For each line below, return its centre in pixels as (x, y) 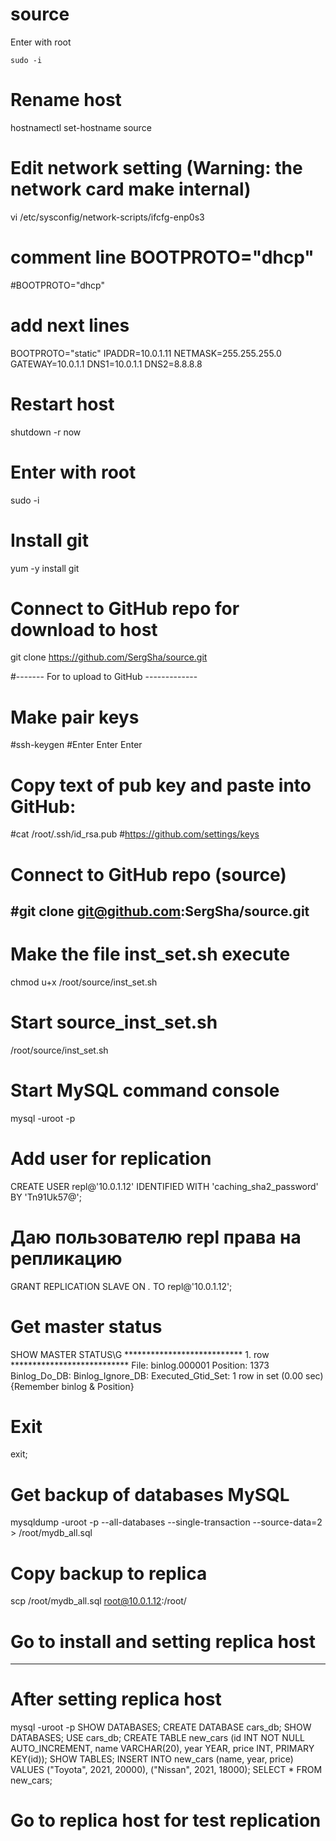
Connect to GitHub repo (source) (148, 874)
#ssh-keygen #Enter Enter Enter (76, 745)
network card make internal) (131, 189)
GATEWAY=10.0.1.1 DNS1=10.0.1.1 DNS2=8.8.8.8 (106, 364)
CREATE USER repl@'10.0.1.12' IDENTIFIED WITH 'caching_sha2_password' (164, 1186)
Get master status (86, 1326)
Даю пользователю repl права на (156, 1237)
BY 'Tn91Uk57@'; (46, 1197)
